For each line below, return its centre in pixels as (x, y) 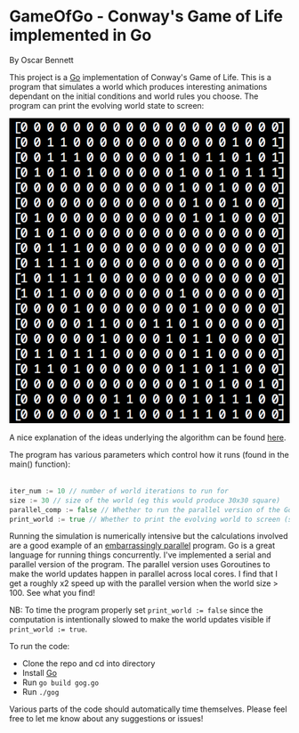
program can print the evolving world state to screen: (107, 105)
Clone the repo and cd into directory (89, 664)
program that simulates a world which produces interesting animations (138, 86)
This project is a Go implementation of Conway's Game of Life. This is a (140, 77)
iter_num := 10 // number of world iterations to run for (119, 491)
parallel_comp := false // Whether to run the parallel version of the (145, 509)
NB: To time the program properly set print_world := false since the (137, 610)
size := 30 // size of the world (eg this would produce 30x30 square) (145, 501)
